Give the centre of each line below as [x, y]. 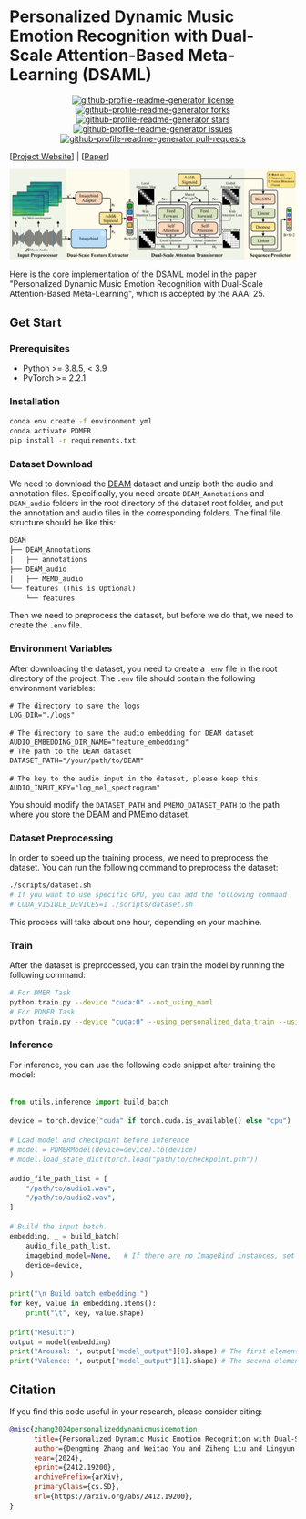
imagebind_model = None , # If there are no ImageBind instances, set [161, 1255]
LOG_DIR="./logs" [42, 715]
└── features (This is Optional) [73, 588]
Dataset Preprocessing [61, 838]
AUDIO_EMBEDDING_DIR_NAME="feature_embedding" [99, 742]
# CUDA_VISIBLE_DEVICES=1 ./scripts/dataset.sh [102, 904]
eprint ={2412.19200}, [75, 1468]
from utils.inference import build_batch [89, 1102]
